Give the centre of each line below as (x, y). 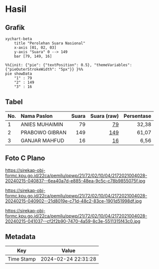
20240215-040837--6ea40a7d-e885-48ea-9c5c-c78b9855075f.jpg (75, 180)
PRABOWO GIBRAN (43, 132)
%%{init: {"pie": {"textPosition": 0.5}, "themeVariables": (69, 65)
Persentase (137, 116)
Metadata (20, 237)
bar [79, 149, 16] (33, 56)
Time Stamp (22, 259)
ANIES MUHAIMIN (42, 124)
